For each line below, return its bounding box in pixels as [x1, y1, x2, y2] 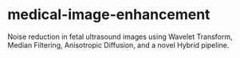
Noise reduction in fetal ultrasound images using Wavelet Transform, [7, 32, 233, 41]
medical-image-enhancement [7, 6, 210, 24]
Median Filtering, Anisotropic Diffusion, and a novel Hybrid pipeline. [7, 40, 230, 49]
